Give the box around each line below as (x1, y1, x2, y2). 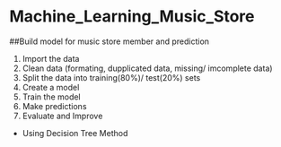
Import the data (22, 53, 80, 64)
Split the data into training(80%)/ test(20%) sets (22, 72, 201, 82)
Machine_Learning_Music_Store (9, 6, 255, 27)
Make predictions (22, 100, 87, 111)
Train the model (22, 91, 81, 102)
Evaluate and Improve (22, 110, 103, 121)
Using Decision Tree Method (22, 127, 128, 138)
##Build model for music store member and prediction (9, 36, 209, 47)
